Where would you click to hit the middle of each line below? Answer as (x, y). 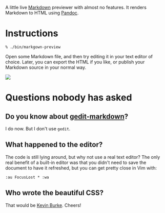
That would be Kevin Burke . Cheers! (43, 205)
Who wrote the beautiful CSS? (55, 193)
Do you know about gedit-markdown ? (67, 116)
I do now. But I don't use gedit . (38, 128)
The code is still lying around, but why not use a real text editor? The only (83, 157)
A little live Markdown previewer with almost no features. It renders (76, 7)
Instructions (32, 33)
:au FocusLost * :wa (27, 177)
